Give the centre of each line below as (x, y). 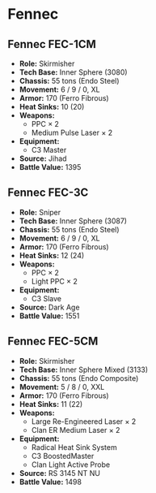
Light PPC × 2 (55, 281)
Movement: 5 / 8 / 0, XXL (62, 387)
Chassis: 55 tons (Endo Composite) (79, 378)
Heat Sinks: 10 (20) (52, 107)
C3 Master (49, 150)
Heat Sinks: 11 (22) (51, 404)
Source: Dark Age (49, 307)
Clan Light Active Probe (71, 465)
